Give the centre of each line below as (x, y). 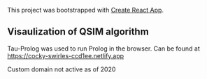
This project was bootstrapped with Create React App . (86, 10)
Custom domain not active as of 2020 (62, 69)
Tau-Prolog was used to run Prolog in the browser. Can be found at (104, 49)
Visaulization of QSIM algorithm (78, 32)
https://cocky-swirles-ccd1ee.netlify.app (66, 55)
